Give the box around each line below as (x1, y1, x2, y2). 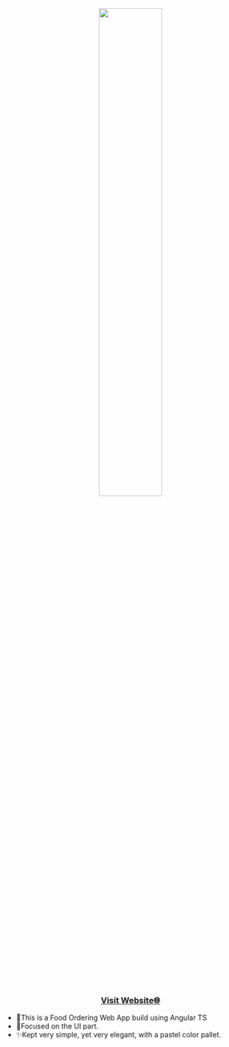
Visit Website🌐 (100, 994, 161, 1005)
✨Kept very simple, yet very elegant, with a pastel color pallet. (15, 1030, 222, 1040)
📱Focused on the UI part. (15, 1021, 98, 1031)
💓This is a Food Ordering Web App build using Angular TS (15, 1013, 207, 1023)
